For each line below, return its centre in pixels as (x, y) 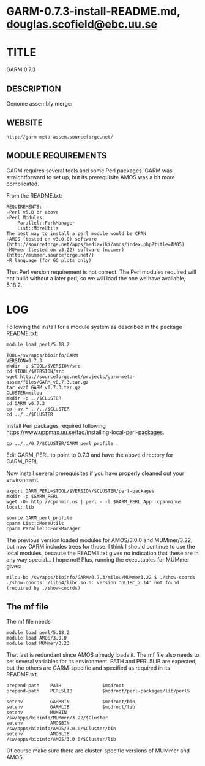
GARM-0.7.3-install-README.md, (93, 11)
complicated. (23, 184)
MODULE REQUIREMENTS (57, 156)
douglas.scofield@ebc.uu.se (82, 24)
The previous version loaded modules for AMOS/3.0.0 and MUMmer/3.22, (99, 540)
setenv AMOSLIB (38, 734)
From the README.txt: (34, 195)
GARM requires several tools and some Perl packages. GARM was (89, 171)
